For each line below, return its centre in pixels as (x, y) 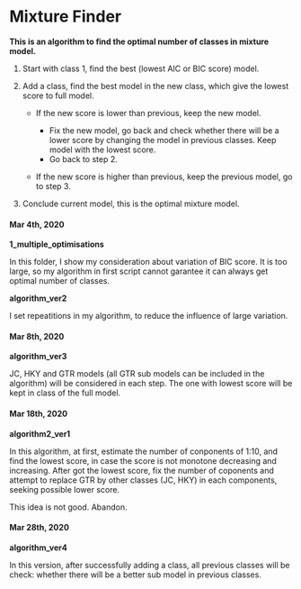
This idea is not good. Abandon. (68, 507)
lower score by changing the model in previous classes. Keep (163, 140)
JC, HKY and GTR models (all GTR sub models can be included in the (137, 374)
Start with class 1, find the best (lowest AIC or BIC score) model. (141, 68)
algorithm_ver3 (38, 357)
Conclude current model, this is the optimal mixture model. (131, 204)
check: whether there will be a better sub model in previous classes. (136, 575)
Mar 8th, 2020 (37, 336)
